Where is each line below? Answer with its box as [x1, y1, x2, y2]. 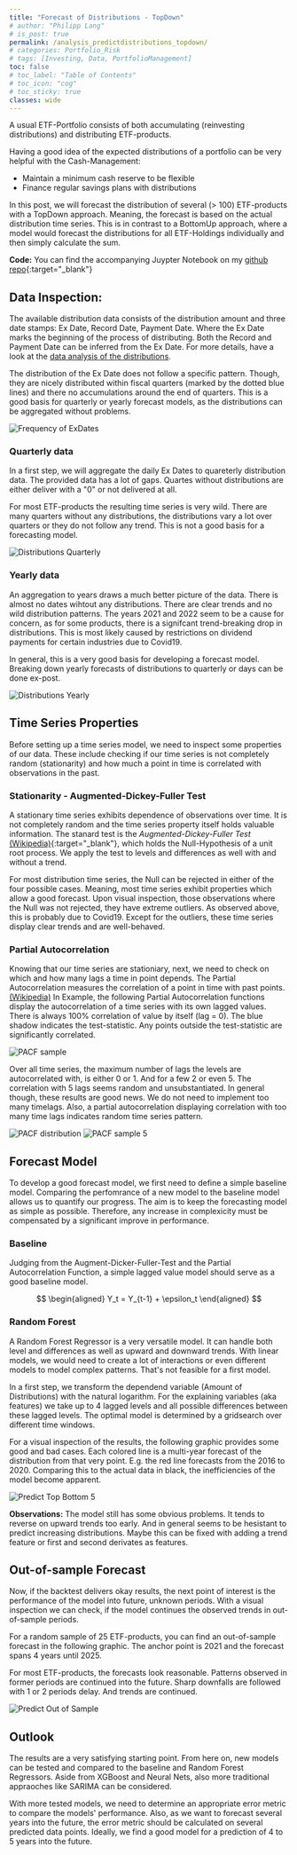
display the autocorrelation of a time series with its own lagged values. [9, 1001, 267, 1012]
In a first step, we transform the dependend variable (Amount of [9, 1381, 243, 1392]
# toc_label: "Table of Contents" [9, 71, 137, 80]
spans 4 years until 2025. [9, 1650, 102, 1661]
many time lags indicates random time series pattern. [9, 1111, 204, 1122]
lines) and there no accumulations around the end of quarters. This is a [9, 387, 269, 398]
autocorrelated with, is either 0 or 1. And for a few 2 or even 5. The [9, 1073, 252, 1084]
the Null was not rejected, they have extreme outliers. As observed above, [9, 902, 279, 912]
